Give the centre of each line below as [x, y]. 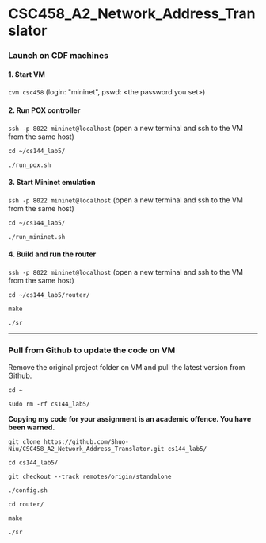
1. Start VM [27, 74]
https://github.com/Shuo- [86, 442]
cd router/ [26, 505]
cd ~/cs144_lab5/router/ [49, 295]
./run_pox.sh [30, 165]
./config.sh [28, 491]
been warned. [32, 427]
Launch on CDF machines [59, 56]
